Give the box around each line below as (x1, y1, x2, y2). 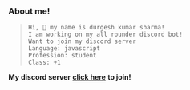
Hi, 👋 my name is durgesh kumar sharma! (27, 24, 165, 32)
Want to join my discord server (27, 37, 136, 45)
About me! (8, 6, 51, 17)
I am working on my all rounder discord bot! (27, 30, 183, 39)
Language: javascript (27, 45, 100, 53)
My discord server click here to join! (8, 72, 131, 82)
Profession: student (27, 52, 97, 60)
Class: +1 (27, 58, 62, 67)
